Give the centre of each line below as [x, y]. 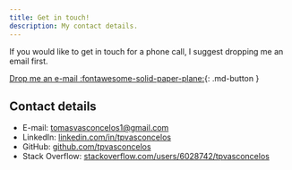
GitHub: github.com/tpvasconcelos [86, 147]
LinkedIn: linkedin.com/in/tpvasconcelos [97, 137]
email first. [29, 61]
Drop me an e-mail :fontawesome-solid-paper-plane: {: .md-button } [134, 78]
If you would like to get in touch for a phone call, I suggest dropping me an [146, 51]
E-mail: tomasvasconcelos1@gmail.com [95, 128]
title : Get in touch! [50, 17]
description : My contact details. [74, 26]
